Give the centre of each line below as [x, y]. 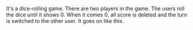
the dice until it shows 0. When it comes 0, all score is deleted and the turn [97, 15]
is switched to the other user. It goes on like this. [65, 21]
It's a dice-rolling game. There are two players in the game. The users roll [95, 9]
